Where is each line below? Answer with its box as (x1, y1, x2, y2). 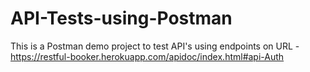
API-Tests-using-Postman (10, 7, 233, 30)
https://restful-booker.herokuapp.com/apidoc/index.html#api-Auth (10, 50, 285, 62)
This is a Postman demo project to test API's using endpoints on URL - (10, 40, 300, 52)
